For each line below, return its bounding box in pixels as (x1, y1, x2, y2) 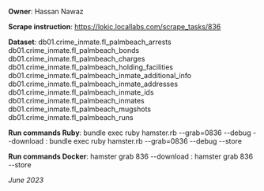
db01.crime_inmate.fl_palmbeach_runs (8, 113, 134, 122)
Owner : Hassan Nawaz (8, 7, 84, 16)
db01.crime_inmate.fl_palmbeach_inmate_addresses (8, 79, 179, 88)
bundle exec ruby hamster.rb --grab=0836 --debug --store (49, 137, 243, 145)
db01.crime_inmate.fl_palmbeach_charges (8, 54, 145, 63)
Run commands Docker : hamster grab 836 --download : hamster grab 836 (8, 152, 254, 161)
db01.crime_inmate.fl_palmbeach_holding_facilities (8, 62, 174, 72)
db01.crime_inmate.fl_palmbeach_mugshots (8, 104, 152, 114)
